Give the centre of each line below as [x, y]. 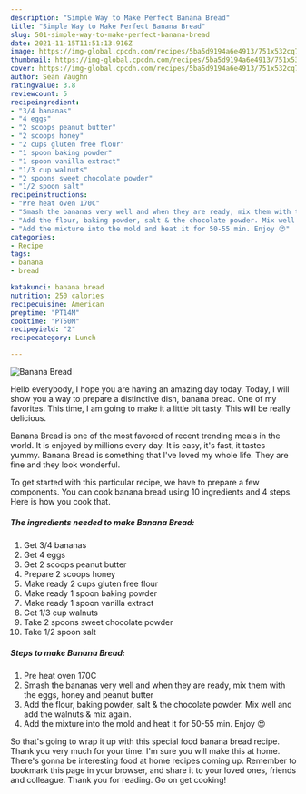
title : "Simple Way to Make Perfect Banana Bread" [108, 26]
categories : [33, 237]
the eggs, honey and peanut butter [88, 694]
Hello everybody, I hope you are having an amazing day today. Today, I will [150, 389]
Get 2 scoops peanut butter [75, 564]
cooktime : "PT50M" [45, 321]
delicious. [28, 418]
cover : [23, 69]
